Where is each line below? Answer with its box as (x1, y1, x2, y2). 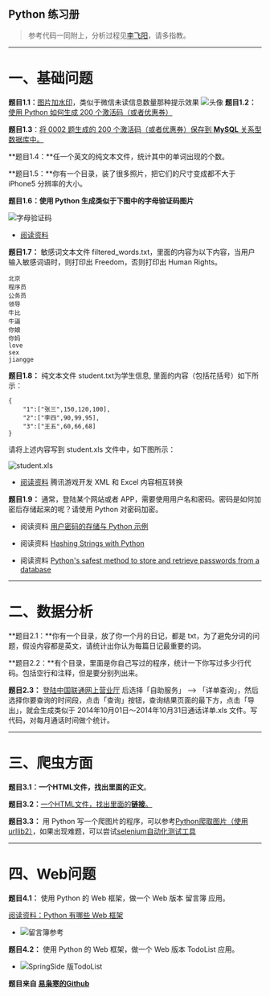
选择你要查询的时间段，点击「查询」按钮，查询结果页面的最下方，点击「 (8, 695, 247, 705)
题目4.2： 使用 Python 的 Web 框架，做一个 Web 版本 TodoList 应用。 (8, 944, 239, 954)
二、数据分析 (8, 602, 94, 621)
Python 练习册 (8, 7, 80, 22)
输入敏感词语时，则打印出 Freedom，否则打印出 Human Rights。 (8, 256, 223, 267)
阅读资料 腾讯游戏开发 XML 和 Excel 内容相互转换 (19, 477, 183, 486)
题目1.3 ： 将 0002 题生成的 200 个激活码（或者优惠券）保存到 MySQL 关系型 (8, 124, 262, 134)
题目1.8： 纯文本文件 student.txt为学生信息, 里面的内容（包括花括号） (8, 371, 239, 380)
